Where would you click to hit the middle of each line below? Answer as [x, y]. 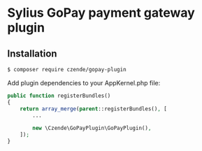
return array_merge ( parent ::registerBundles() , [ [94, 109]
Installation [32, 53]
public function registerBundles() [59, 96]
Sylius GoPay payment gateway [101, 13]
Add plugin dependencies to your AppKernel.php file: [84, 82]
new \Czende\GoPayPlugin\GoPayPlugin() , [92, 128]
